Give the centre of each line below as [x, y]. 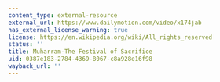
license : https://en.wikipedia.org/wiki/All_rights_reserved [110, 37]
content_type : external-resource [63, 15]
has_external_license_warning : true [68, 30]
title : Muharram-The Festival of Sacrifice [81, 52]
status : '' [26, 45]
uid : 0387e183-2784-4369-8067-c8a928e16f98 [81, 59]
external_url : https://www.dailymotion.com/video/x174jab [105, 23]
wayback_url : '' [35, 66]
